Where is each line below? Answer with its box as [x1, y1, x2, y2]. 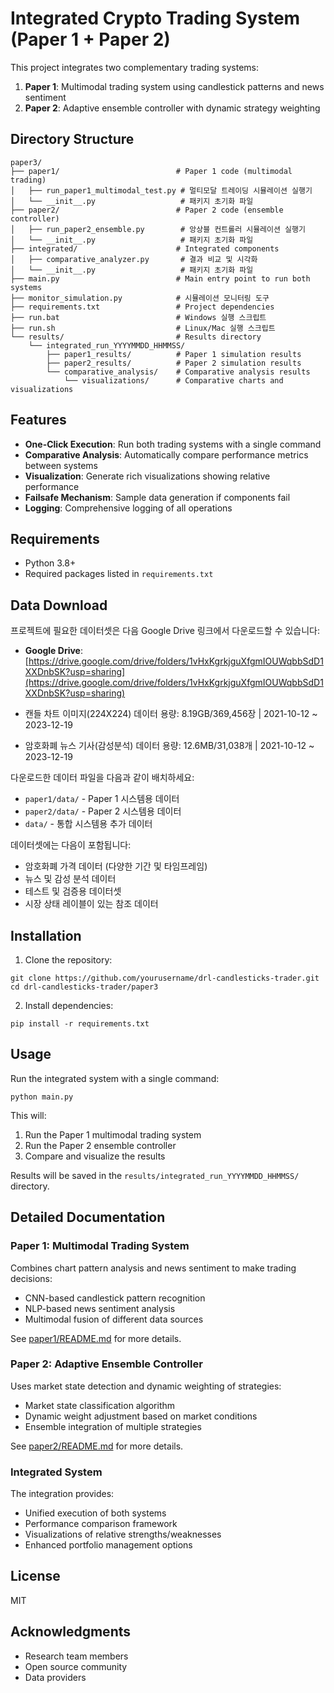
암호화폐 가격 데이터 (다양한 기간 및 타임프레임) [24, 860, 208, 872]
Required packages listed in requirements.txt [24, 568, 214, 580]
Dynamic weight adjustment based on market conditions [24, 1410, 258, 1422]
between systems [24, 459, 98, 471]
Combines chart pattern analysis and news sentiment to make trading [10, 1262, 297, 1274]
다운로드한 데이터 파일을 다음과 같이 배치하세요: [10, 772, 195, 784]
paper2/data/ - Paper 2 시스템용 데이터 [24, 805, 182, 817]
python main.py [10, 1092, 74, 1102]
